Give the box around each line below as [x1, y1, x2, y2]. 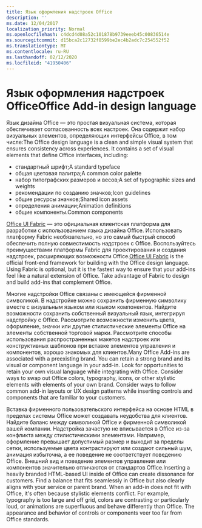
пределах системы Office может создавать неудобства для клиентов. [6, 412, 188, 420]
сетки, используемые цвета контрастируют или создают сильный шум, [6, 445, 193, 452]
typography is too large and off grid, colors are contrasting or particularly [6, 496, 189, 504]
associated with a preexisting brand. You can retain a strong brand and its [6, 355, 191, 362]
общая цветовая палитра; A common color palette [15, 170, 142, 177]
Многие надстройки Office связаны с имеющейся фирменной [6, 290, 167, 298]
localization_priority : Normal [6, 26, 86, 32]
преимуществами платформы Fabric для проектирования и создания [6, 246, 186, 253]
